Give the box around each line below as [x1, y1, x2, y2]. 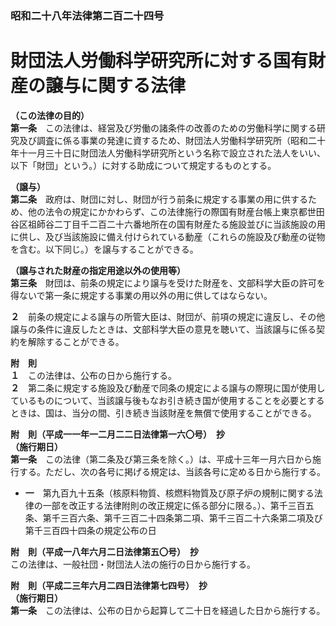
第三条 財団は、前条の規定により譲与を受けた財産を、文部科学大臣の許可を [10, 277, 326, 289]
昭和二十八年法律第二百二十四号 [10, 8, 165, 22]
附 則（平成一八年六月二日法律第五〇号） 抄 [10, 545, 199, 557]
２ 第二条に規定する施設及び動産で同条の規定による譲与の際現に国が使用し [10, 382, 326, 394]
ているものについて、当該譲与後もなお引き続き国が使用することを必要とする [10, 394, 325, 406]
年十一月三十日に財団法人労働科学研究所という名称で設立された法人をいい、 [10, 147, 326, 159]
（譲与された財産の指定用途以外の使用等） [10, 264, 186, 276]
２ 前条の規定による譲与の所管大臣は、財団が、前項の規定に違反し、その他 [10, 310, 326, 322]
